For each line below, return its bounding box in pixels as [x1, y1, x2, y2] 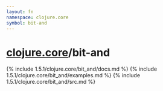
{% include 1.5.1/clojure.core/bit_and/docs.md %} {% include [6, 65, 158, 72]
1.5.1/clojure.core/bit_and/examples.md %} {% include [6, 72, 141, 79]
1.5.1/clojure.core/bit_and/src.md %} [6, 78, 95, 86]
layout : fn [6, 8, 34, 15]
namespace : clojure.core [6, 14, 69, 20]
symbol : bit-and [6, 20, 47, 26]
